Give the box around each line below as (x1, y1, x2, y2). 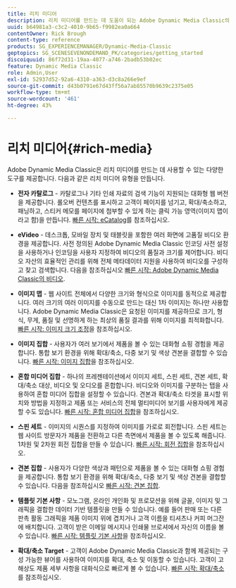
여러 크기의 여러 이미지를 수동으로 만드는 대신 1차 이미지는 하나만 (32, 298, 210, 306)
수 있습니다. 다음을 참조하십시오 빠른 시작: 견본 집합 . (17, 481, 161, 489)
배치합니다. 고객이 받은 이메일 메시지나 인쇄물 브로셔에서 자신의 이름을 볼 (25, 523, 225, 531)
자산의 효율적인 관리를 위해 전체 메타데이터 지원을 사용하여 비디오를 (25, 256, 210, 265)
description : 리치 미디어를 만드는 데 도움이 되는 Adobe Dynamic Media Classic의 (7, 17, 230, 24)
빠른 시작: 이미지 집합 (32, 357, 92, 365)
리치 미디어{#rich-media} (7, 141, 153, 157)
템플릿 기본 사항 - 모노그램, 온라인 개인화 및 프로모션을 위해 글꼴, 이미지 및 (17, 496, 221, 504)
